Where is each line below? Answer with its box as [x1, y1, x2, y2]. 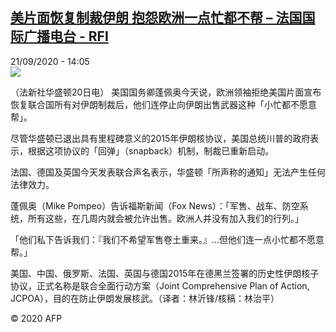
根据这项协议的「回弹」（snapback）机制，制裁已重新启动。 [27, 144, 275, 157]
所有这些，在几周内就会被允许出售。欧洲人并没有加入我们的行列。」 [27, 212, 304, 224]
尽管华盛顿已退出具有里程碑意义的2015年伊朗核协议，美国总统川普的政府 [10, 132, 311, 144]
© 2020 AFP [10, 312, 63, 324]
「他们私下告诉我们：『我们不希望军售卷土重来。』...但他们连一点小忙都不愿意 [10, 233, 325, 245]
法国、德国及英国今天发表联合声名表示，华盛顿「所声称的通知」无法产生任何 [10, 166, 326, 178]
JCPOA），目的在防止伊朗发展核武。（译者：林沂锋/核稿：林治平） [10, 292, 280, 304]
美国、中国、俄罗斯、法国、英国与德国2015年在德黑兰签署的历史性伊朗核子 [10, 267, 320, 279]
